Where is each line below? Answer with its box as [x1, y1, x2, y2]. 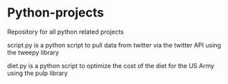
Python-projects [7, 5, 104, 21]
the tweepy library [7, 48, 60, 56]
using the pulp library [7, 69, 68, 77]
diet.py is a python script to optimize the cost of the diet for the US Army [7, 61, 215, 70]
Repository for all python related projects [7, 28, 124, 36]
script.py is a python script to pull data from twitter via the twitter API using [7, 41, 222, 49]
